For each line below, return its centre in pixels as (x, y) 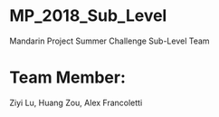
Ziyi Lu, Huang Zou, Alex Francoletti (76, 102)
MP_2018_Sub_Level (88, 16)
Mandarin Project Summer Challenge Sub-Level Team (109, 41)
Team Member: (68, 78)
